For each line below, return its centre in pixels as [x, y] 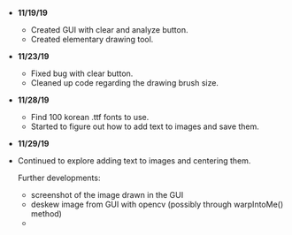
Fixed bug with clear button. [82, 73]
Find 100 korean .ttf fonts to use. [90, 117]
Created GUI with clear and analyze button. [109, 30]
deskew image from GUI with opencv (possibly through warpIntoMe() [157, 204]
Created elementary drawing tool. [92, 39]
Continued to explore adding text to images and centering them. [134, 161]
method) [46, 214]
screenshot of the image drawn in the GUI [107, 195]
